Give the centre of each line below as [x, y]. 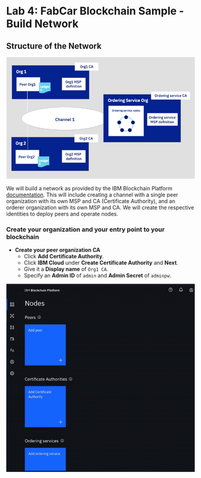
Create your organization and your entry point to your [86, 229]
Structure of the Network [54, 46]
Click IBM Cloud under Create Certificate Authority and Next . [101, 263]
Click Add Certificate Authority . [64, 256]
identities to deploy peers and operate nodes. [62, 214]
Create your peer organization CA [57, 250]
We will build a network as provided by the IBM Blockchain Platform [89, 189]
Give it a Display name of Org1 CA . [66, 269]
